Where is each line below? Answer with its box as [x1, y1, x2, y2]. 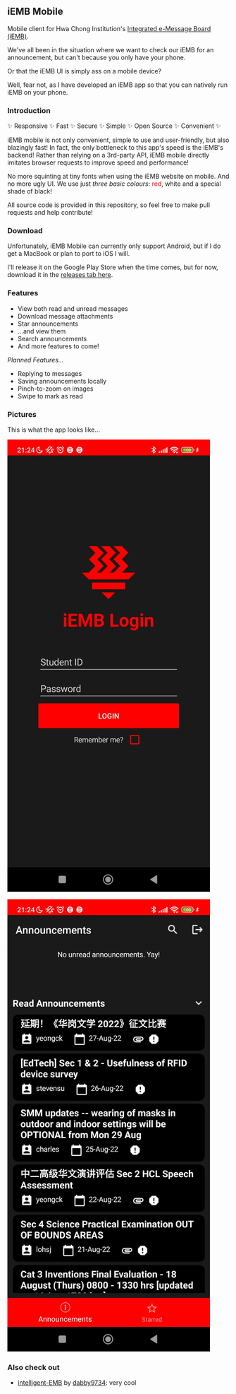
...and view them [17, 326, 66, 335]
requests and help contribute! [7, 208, 93, 217]
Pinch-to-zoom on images [17, 384, 94, 393]
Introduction [7, 105, 51, 115]
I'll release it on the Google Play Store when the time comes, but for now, [7, 263, 218, 271]
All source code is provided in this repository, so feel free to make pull [7, 201, 210, 209]
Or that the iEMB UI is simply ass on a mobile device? [7, 66, 162, 75]
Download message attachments [17, 312, 113, 320]
